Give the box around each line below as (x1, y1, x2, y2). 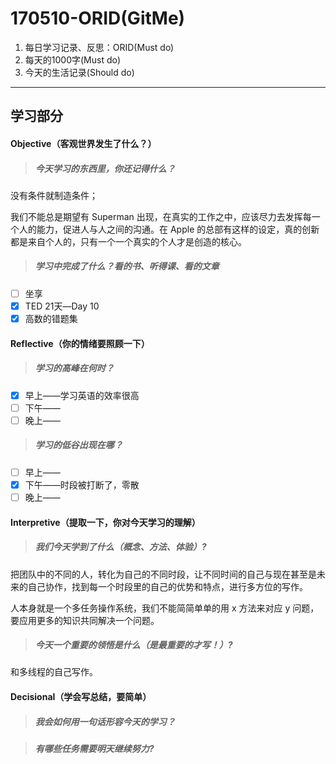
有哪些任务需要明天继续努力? (34, 743, 155, 755)
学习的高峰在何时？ (34, 362, 115, 374)
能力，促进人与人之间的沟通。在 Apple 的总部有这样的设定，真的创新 (36, 223, 320, 235)
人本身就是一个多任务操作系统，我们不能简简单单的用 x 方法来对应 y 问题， (10, 602, 320, 614)
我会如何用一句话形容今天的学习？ (34, 715, 176, 727)
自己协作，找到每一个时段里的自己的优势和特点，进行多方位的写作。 (27, 580, 308, 592)
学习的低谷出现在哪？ (34, 439, 123, 451)
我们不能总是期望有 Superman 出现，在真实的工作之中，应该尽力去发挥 (10, 210, 303, 222)
